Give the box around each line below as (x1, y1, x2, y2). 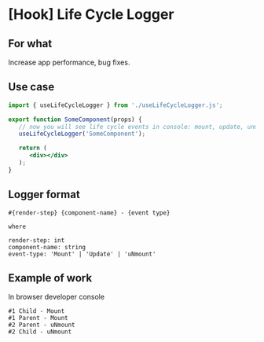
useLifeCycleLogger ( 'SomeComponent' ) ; (18, 130, 146, 138)
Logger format (8, 188, 80, 201)
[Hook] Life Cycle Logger (8, 6, 174, 24)
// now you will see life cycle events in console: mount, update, (18, 123, 244, 131)
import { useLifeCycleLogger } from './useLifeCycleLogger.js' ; (8, 101, 223, 109)
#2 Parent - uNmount (8, 321, 76, 329)
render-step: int (8, 236, 65, 245)
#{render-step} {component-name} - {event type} (8, 208, 170, 217)
